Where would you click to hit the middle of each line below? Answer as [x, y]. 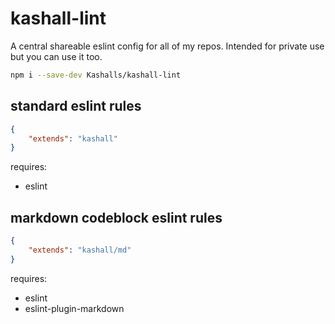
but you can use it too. [56, 56]
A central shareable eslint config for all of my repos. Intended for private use [167, 46]
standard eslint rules [76, 106]
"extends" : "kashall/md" [80, 250]
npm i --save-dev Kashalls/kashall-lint [96, 75]
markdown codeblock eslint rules [116, 217]
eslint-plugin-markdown [74, 308]
